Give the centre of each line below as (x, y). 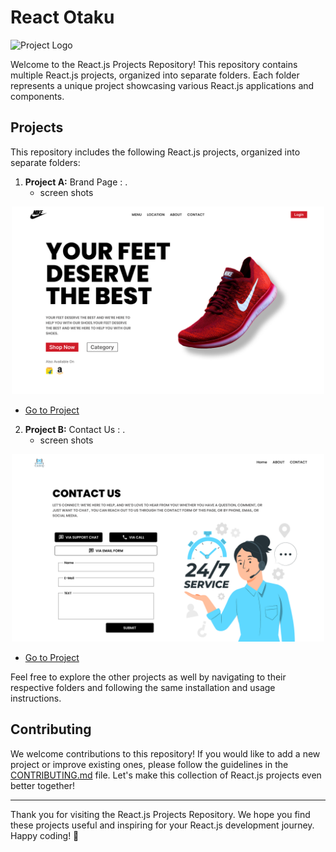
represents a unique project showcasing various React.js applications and (162, 85)
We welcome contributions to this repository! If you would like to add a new (165, 753)
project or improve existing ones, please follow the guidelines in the (149, 764)
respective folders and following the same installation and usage (143, 687)
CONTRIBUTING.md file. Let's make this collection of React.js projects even (166, 775)
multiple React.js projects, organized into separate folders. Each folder (155, 75)
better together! (43, 785)
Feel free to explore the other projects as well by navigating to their (148, 677)
